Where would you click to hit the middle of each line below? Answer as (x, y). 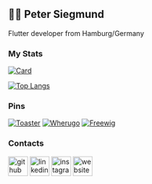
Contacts (26, 143)
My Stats (25, 53)
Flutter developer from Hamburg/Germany (76, 33)
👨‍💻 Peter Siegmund (56, 14)
